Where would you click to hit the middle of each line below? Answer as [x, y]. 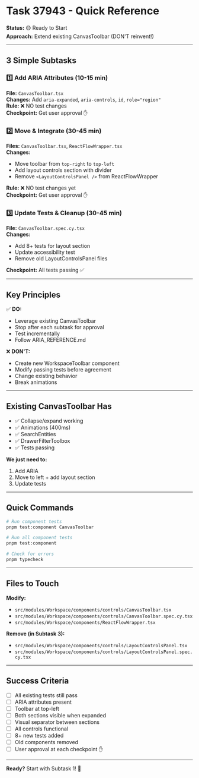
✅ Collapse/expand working [49, 421]
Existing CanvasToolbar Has [59, 406]
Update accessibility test [45, 252]
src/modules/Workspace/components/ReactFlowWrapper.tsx [85, 622]
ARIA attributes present [43, 702]
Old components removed [46, 742]
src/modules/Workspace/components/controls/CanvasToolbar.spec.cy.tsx [104, 616]
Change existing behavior [46, 376]
